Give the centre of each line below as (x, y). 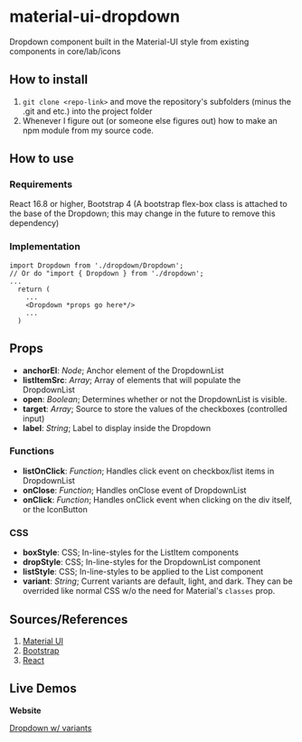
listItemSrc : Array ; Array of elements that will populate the (132, 380)
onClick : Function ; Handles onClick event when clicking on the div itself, (157, 500)
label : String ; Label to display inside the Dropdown (117, 427)
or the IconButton (55, 509)
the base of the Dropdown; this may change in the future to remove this (142, 213)
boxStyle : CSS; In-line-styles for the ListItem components (131, 552)
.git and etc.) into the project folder (87, 111)
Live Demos (43, 689)
